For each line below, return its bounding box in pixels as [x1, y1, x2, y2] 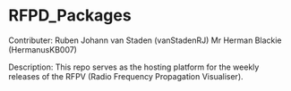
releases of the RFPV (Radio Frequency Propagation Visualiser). [8, 70, 244, 81]
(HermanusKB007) [8, 44, 78, 54]
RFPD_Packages [8, 5, 132, 26]
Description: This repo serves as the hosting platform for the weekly [8, 62, 260, 72]
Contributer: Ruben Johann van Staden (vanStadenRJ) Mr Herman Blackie [8, 35, 282, 45]
